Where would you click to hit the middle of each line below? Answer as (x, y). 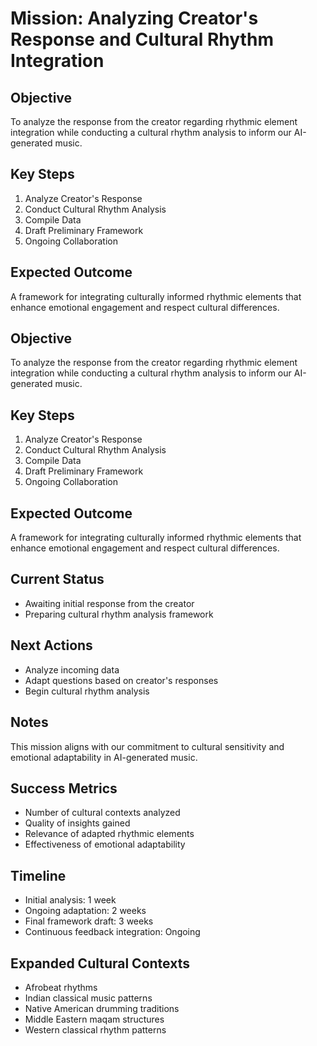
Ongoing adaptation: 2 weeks (85, 911)
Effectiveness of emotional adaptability (105, 844)
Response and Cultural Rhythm (142, 39)
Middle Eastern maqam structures (94, 1019)
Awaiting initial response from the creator (109, 603)
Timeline (38, 875)
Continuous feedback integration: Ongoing (112, 932)
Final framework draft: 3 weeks (89, 921)
